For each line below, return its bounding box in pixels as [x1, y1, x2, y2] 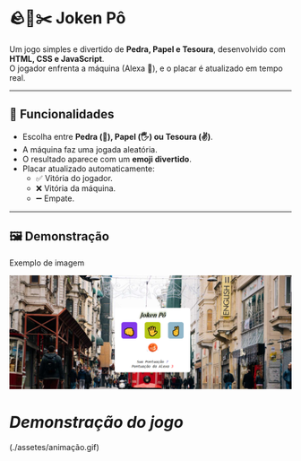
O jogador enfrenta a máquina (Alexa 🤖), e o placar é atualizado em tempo [9, 63, 284, 74]
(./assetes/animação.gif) [9, 441, 100, 452]
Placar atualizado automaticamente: [21, 163, 155, 174]
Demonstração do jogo [9, 413, 184, 432]
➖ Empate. [35, 193, 75, 204]
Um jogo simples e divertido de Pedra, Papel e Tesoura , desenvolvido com [9, 43, 286, 55]
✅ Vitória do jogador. [35, 172, 114, 183]
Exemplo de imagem [9, 257, 85, 268]
